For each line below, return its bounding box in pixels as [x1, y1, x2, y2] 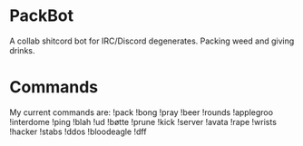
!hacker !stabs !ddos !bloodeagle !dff [9, 126, 147, 137]
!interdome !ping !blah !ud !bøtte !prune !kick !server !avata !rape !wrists [9, 116, 277, 127]
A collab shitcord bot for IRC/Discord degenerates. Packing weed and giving [9, 35, 295, 46]
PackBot [9, 5, 74, 26]
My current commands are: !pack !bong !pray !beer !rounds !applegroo [9, 106, 274, 118]
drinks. [9, 44, 35, 55]
